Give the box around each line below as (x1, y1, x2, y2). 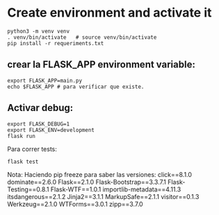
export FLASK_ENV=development (7, 126, 95, 133)
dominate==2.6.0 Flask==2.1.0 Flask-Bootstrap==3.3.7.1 (7, 178, 167, 186)
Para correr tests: (7, 144, 58, 153)
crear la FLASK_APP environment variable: (7, 59, 196, 71)
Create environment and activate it (7, 5, 212, 21)
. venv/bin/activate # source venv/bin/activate (7, 33, 157, 41)
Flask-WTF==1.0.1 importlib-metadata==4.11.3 (50, 185, 181, 193)
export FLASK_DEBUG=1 (7, 120, 70, 128)
